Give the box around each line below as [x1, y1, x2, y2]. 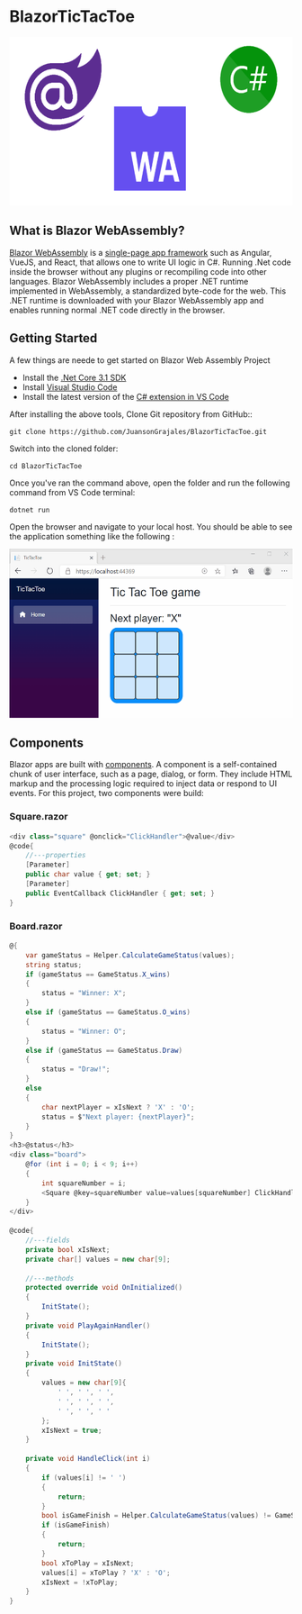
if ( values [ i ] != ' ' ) [41, 1473, 127, 1483]
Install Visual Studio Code [22, 381, 118, 393]
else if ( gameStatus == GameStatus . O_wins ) [25, 1008, 191, 1017]
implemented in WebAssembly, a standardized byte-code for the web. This [9, 286, 287, 296]
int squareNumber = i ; [41, 1178, 127, 1188]
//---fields [25, 1236, 70, 1245]
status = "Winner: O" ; [41, 1027, 127, 1036]
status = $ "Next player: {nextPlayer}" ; [41, 1112, 195, 1121]
